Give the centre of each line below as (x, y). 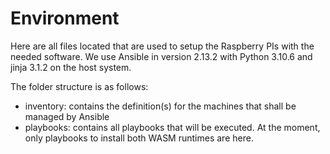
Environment (65, 18)
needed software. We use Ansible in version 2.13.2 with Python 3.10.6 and (161, 56)
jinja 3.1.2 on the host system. (71, 67)
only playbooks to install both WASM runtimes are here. (139, 138)
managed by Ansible (67, 116)
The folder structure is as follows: (79, 86)
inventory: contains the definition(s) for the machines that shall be (160, 106)
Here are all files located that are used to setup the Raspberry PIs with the (162, 46)
